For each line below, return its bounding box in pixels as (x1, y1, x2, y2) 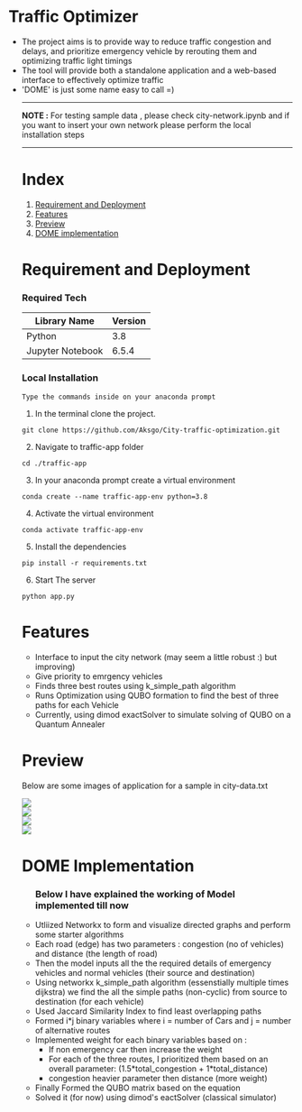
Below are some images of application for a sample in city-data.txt (21, 780, 269, 791)
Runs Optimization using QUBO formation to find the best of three (34, 690, 279, 701)
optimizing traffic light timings (21, 55, 133, 66)
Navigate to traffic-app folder (34, 441, 144, 452)
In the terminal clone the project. (34, 408, 157, 418)
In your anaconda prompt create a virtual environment (34, 474, 236, 485)
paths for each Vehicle (34, 699, 119, 710)
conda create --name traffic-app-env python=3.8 (21, 492, 208, 501)
